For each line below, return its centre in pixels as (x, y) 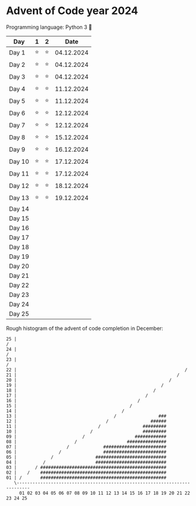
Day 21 (19, 275)
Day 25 (19, 313)
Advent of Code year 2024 (72, 11)
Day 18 (19, 247)
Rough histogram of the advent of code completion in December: (85, 328)
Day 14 (19, 208)
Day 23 (19, 295)
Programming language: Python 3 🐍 (49, 27)
